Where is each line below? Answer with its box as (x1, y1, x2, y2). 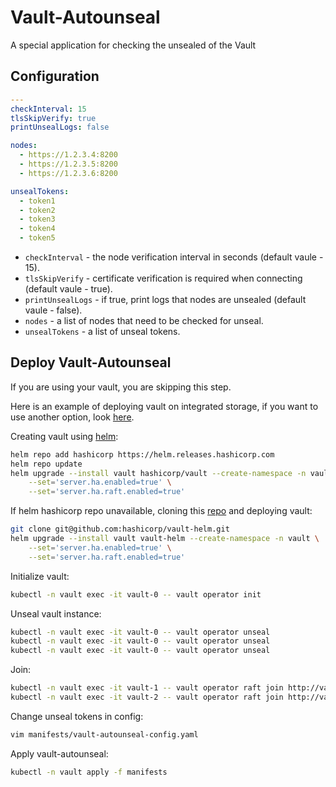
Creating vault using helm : (10, 430, 119, 442)
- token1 (19, 196, 56, 206)
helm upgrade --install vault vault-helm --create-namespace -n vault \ (10, 534, 320, 544)
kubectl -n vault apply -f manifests (10, 767, 168, 777)
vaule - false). (24, 304, 83, 316)
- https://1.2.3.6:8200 (19, 168, 118, 178)
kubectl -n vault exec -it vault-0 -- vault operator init (10, 589, 262, 600)
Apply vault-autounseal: (10, 747, 109, 760)
